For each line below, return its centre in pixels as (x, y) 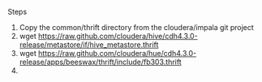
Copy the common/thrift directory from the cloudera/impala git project (137, 27)
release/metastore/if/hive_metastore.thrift (89, 45)
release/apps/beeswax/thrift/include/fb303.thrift (100, 62)
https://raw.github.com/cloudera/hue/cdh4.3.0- (117, 53)
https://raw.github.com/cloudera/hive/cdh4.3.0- (118, 36)
